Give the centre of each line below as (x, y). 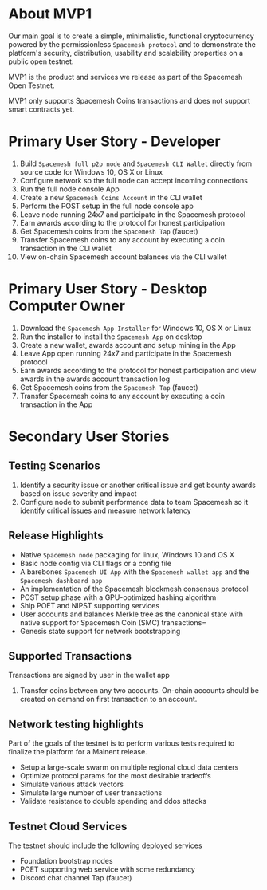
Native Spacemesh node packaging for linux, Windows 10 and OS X (127, 554)
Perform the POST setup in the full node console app (106, 206)
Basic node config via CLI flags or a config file (96, 563)
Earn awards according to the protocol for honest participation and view (138, 370)
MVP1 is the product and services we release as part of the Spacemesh (126, 77)
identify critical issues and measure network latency (105, 510)
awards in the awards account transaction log (95, 379)
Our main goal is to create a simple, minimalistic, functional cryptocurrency (132, 36)
